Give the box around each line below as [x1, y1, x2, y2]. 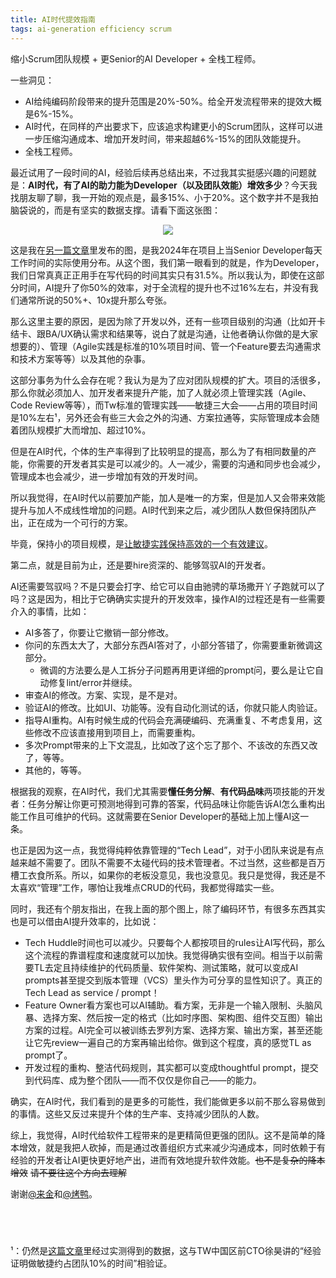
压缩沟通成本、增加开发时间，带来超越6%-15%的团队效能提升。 [42, 132, 307, 145]
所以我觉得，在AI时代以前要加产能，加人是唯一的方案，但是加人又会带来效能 [10, 491, 326, 503]
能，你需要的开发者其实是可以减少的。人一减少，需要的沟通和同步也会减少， [10, 457, 326, 470]
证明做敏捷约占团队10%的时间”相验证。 [10, 1257, 173, 1270]
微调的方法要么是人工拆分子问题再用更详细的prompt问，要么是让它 [39, 664, 316, 676]
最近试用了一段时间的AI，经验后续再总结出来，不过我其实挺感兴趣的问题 [10, 166, 308, 178]
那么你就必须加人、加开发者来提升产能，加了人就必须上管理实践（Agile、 [10, 386, 312, 398]
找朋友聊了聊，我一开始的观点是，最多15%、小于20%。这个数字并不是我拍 [10, 191, 319, 203]
